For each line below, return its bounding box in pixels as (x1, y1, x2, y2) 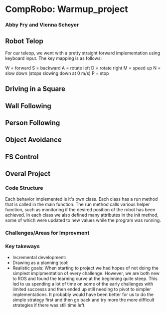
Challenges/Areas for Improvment (5, 230, 90, 237)
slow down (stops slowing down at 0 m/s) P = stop (5, 70, 109, 76)
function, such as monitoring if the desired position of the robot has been (5, 206, 156, 213)
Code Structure (5, 185, 43, 192)
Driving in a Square (5, 85, 66, 93)
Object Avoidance (5, 136, 62, 144)
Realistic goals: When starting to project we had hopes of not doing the (12, 265, 159, 271)
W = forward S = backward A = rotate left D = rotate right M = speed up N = (5, 65, 161, 71)
